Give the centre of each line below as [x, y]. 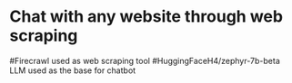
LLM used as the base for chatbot [73, 70]
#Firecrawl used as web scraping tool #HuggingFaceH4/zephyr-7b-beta [145, 60]
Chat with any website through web [146, 17]
